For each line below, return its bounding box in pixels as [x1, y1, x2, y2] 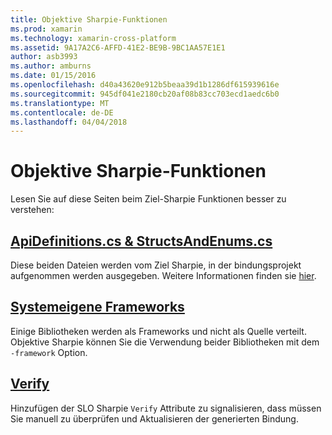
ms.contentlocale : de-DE [10, 107, 114, 118]
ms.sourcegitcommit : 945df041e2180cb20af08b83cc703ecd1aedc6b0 [10, 89, 280, 99]
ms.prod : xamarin [10, 24, 83, 34]
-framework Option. [10, 346, 88, 358]
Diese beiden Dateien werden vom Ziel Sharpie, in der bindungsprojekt [10, 259, 302, 271]
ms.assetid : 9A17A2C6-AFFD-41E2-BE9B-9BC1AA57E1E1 [10, 42, 226, 53]
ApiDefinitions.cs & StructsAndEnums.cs [10, 232, 273, 250]
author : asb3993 [10, 52, 78, 62]
